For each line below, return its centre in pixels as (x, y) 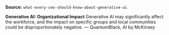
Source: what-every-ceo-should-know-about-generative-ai (66, 7)
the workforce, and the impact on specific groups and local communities (81, 22)
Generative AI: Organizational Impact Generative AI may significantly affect (84, 17)
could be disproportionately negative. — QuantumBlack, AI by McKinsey (80, 27)
